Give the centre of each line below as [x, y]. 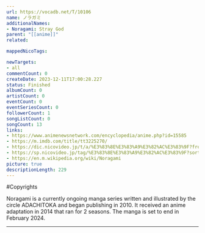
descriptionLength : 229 [37, 170]
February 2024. [26, 218]
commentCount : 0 [27, 74]
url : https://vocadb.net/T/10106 [49, 12]
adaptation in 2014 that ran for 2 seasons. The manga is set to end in [93, 212]
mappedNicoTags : [27, 51]
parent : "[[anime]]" [33, 35]
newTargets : [21, 62]
